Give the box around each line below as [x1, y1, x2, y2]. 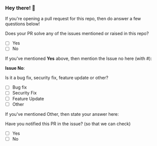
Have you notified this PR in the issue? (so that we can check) [5, 121, 131, 127]
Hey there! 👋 [5, 4, 36, 11]
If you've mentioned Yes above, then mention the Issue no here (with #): [5, 55, 152, 61]
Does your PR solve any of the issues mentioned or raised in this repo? [5, 31, 149, 37]
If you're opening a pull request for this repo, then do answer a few [5, 16, 141, 22]
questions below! [5, 21, 40, 27]
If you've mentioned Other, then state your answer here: [5, 111, 119, 117]
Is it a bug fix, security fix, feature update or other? [5, 75, 109, 81]
